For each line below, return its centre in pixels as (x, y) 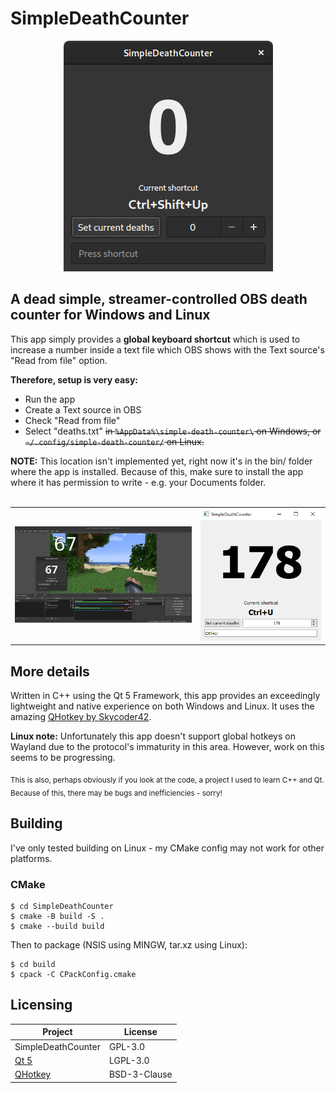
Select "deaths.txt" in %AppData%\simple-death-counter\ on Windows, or (173, 431)
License (140, 1032)
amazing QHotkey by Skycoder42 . (81, 717)
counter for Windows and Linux (110, 315)
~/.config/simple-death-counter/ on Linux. (114, 441)
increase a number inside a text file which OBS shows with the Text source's (167, 349)
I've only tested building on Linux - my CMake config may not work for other (167, 848)
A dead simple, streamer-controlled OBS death (159, 299)
